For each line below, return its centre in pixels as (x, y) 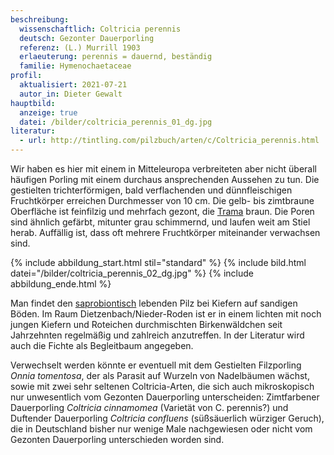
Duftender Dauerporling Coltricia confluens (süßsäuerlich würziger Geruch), (167, 418)
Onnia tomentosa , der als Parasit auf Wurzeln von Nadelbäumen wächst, (160, 375)
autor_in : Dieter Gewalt (71, 94)
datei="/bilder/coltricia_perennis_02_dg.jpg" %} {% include (132, 273)
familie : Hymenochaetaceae (75, 66)
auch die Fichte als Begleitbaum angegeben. (102, 345)
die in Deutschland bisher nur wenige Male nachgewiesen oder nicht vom (161, 429)
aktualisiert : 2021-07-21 (73, 85)
